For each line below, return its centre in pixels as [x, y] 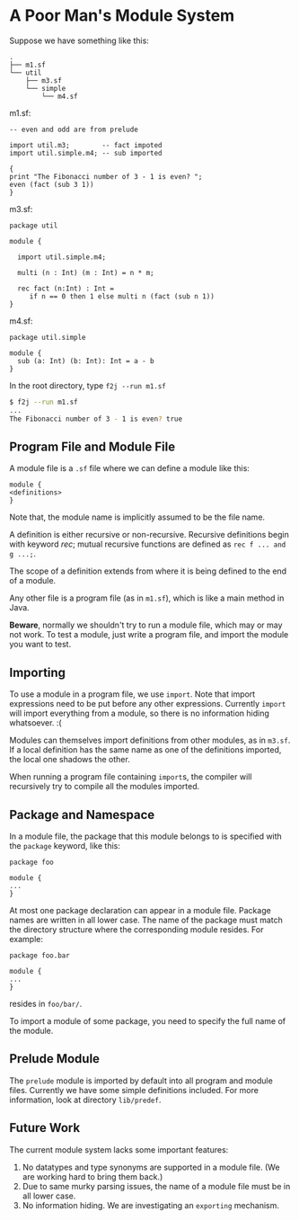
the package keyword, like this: [65, 846]
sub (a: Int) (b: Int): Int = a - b [86, 361]
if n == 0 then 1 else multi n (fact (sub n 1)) [122, 296]
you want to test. [40, 645]
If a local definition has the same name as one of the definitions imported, [145, 750]
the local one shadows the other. [70, 760]
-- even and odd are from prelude [74, 129]
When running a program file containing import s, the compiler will [131, 777]
